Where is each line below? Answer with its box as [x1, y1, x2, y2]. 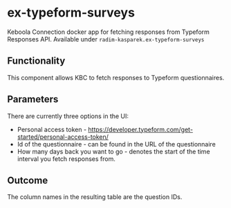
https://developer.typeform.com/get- [88, 125, 194, 133]
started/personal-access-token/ [17, 133, 109, 141]
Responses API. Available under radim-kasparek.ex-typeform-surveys [7, 35, 205, 43]
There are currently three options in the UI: [7, 112, 129, 120]
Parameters [7, 93, 59, 105]
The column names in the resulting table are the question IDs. [7, 193, 183, 201]
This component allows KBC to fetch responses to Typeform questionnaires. [7, 73, 225, 82]
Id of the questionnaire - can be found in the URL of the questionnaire [17, 140, 216, 148]
